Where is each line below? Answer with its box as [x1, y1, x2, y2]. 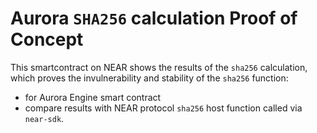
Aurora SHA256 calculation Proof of [10, 7, 298, 30]
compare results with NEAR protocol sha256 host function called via [24, 102, 303, 114]
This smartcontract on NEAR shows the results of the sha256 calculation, [10, 61, 308, 73]
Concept [10, 28, 84, 51]
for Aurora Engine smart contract [24, 91, 162, 103]
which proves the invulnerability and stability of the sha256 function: [10, 72, 289, 84]
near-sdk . [24, 112, 65, 124]
